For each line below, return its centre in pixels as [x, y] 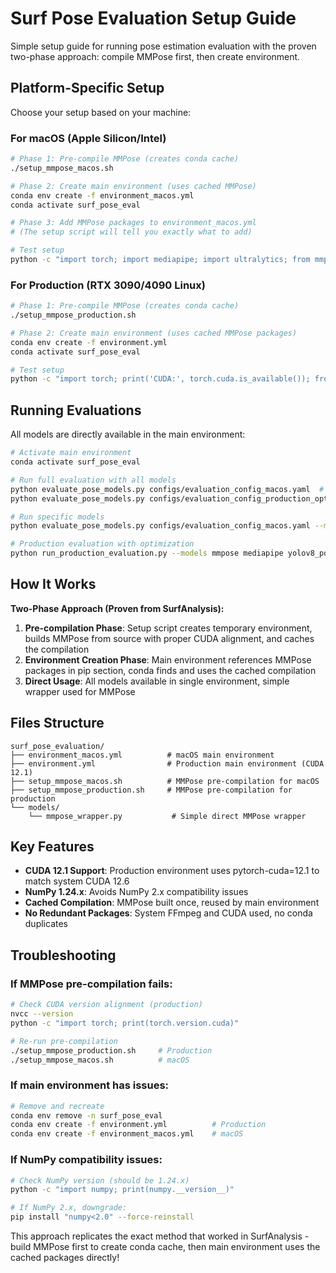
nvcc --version [42, 1014]
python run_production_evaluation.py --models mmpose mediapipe [147, 553]
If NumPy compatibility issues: [86, 1160]
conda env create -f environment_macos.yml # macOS [127, 1134]
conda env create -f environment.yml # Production [138, 1125]
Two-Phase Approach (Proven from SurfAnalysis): [117, 608]
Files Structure [57, 723]
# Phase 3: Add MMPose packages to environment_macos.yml [133, 223]
